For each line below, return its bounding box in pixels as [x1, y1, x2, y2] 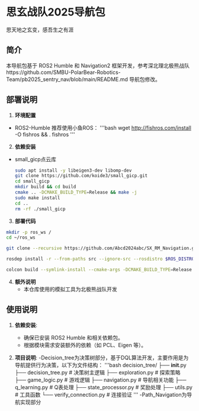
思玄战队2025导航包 [6, 5, 105, 19]
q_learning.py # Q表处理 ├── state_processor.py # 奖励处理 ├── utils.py [14, 383, 192, 391]
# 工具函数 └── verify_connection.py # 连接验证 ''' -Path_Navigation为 [14, 391, 187, 398]
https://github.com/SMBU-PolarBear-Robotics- [6, 69, 121, 76]
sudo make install [14, 195, 60, 201]
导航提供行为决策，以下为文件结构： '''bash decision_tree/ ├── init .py [14, 361, 187, 368]
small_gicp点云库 [14, 155, 57, 163]
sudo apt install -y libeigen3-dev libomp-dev [14, 167, 132, 174]
